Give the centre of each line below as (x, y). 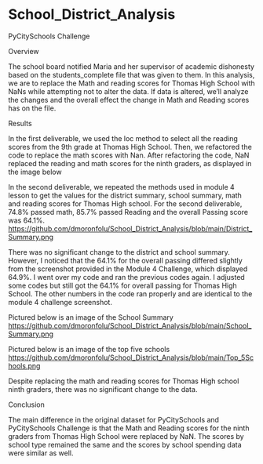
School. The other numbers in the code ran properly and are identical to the (130, 294)
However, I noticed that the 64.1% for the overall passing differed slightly (126, 260)
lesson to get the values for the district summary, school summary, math (125, 195)
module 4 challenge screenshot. (60, 302)
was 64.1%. (27, 220)
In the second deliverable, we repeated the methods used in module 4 (122, 187)
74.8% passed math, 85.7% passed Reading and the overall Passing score (128, 212)
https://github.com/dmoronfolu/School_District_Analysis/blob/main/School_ (130, 325)
